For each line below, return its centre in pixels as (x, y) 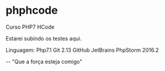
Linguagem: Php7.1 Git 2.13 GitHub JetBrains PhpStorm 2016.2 (82, 50)
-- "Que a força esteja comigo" (44, 61)
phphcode (32, 10)
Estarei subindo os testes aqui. (44, 38)
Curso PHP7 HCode (30, 27)
